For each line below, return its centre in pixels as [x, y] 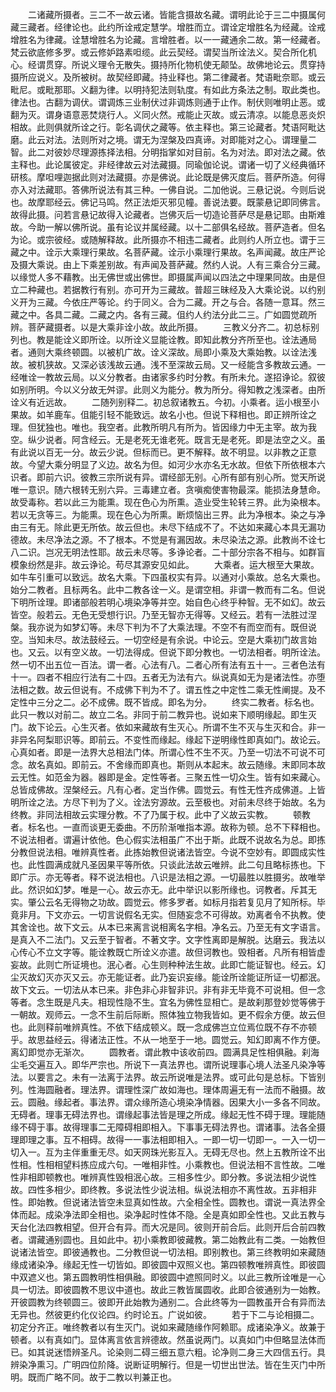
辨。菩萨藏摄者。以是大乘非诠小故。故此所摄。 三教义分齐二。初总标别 [165, 327]
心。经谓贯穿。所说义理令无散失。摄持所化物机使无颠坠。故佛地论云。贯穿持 [168, 64]
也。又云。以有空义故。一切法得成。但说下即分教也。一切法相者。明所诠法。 [168, 652]
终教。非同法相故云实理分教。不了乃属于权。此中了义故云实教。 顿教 [160, 814]
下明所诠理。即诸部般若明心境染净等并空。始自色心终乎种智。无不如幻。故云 [168, 602]
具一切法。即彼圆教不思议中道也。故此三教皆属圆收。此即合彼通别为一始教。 [168, 1289]
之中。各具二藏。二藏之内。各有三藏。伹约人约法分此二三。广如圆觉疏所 [167, 314]
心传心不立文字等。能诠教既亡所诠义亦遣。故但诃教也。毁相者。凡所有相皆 [163, 952]
